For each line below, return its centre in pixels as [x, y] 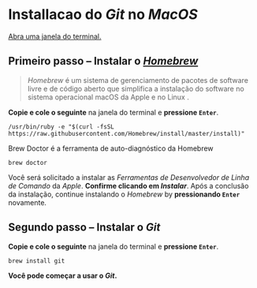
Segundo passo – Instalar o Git [84, 228]
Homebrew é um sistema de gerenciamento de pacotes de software [138, 80]
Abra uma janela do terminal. [55, 36]
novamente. [28, 202]
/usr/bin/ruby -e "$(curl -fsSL [61, 127]
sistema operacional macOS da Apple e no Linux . [108, 97]
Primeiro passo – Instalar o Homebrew [103, 61]
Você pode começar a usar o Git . [63, 275]
